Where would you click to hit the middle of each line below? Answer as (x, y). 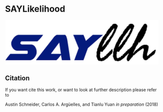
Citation (18, 78)
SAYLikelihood (35, 9)
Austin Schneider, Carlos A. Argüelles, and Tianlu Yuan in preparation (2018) (81, 104)
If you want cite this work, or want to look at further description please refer (81, 90)
